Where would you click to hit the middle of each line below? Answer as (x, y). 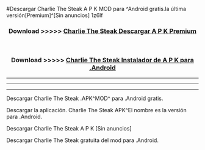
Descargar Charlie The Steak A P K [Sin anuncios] (69, 128)
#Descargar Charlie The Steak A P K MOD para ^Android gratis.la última (96, 9)
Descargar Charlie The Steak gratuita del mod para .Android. (82, 140)
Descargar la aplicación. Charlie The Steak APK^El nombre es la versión (97, 110)
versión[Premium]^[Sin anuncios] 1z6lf (55, 15)
